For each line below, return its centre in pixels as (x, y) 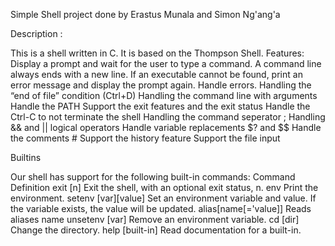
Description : (36, 33)
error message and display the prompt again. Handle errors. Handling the (161, 85)
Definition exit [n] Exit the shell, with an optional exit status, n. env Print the (164, 187)
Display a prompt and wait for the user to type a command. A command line (166, 63)
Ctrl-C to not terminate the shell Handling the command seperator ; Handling (168, 117)
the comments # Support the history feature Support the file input (145, 138)
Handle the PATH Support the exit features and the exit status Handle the (160, 106)
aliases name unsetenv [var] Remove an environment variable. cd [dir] (155, 219)
